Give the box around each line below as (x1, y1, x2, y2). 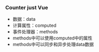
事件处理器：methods (12, 29, 58, 35)
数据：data (12, 16, 36, 22)
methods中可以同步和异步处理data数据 (12, 41, 94, 47)
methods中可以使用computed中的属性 (12, 35, 93, 41)
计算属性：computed (12, 22, 57, 29)
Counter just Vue (5, 4, 48, 11)
